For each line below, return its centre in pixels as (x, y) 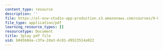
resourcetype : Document (29, 31)
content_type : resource (29, 9)
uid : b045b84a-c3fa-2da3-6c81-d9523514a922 (50, 40)
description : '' (21, 14)
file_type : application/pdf (33, 23)
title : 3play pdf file (28, 36)
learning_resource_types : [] (34, 27)
